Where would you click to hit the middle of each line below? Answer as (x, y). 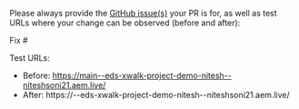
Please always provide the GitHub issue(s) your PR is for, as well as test (143, 13)
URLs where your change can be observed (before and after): (125, 23)
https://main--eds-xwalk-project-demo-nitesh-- (142, 75)
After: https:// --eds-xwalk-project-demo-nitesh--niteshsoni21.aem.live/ (156, 95)
